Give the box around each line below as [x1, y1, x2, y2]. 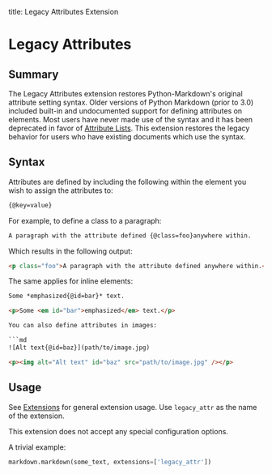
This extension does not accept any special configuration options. [8, 426, 229, 436]
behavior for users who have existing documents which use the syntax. [8, 132, 246, 141]
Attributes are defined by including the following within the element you [8, 177, 247, 186]
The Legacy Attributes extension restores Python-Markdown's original [8, 89, 243, 98]
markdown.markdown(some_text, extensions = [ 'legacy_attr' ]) [8, 458, 212, 466]
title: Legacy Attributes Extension [8, 7, 119, 16]
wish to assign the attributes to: [8, 186, 113, 195]
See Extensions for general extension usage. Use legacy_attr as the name [8, 402, 257, 412]
